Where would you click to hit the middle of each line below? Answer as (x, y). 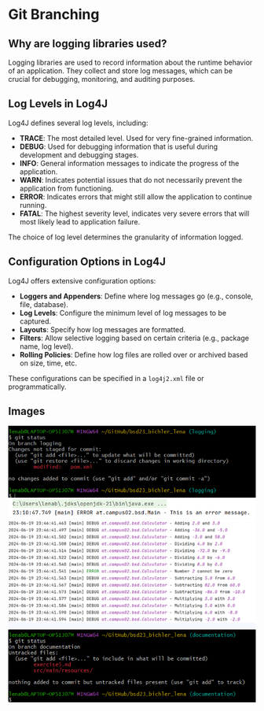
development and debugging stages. (79, 154)
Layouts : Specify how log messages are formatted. (103, 329)
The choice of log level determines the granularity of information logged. (126, 237)
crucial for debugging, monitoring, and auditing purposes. (102, 79)
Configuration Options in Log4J (87, 262)
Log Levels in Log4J (58, 104)
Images (27, 411)
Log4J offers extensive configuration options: (82, 280)
